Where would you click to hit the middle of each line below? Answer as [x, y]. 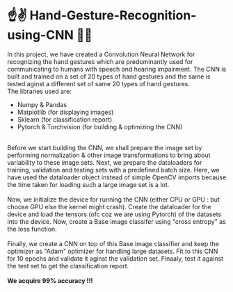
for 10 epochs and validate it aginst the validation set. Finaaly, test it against [115, 258]
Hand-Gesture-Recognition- [113, 16]
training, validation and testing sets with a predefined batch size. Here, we [114, 170]
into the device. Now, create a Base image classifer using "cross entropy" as [116, 221]
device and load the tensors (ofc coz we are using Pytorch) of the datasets [114, 214]
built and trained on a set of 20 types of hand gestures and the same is [109, 76]
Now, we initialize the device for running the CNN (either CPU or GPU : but [114, 199]
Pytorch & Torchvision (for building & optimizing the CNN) [100, 127]
